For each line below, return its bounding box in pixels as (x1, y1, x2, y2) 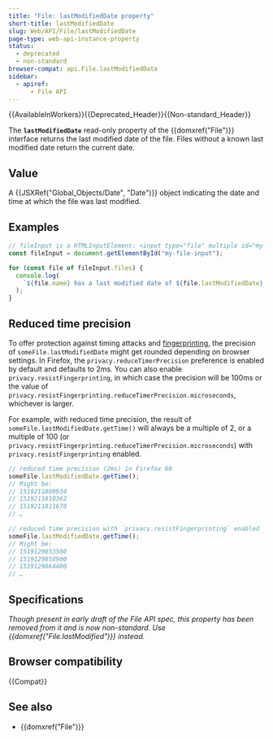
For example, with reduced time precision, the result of (8, 414, 192, 424)
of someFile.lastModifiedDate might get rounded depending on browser (8, 346, 250, 356)
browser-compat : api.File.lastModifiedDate (8, 65, 158, 73)
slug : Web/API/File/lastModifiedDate (8, 27, 136, 35)
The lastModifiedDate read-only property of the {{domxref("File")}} (8, 125, 235, 135)
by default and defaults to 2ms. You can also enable (8, 363, 183, 374)
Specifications (8, 593, 84, 606)
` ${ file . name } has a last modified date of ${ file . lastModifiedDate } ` (23, 279, 267, 287)
